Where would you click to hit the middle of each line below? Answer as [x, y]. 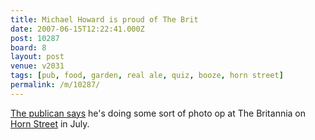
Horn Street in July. [50, 123]
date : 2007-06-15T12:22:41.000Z [77, 29]
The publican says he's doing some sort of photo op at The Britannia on [158, 113]
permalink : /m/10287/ [55, 85]
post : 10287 [35, 38]
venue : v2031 [37, 66]
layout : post [37, 57]
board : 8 [28, 47]
